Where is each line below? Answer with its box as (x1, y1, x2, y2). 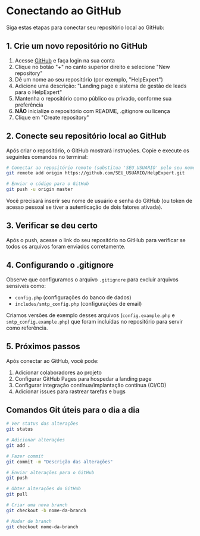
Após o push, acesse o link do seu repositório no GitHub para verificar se (6, 236, 186, 243)
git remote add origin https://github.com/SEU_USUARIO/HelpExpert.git (6, 170, 185, 176)
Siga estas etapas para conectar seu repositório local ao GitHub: (6, 24, 165, 31)
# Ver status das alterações (6, 421, 79, 427)
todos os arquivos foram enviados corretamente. (6, 243, 126, 250)
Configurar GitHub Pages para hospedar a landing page (14, 375, 152, 382)
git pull (6, 491, 28, 497)
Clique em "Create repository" (14, 114, 89, 121)
